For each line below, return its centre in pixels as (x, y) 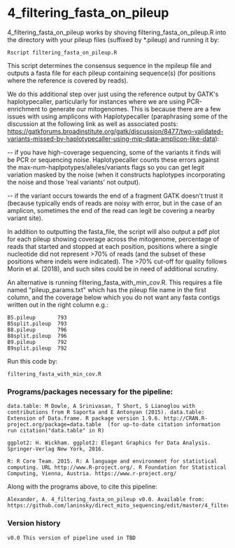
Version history (34, 523)
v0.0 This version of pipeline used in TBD (72, 537)
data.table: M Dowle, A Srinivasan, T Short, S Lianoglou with (101, 406)
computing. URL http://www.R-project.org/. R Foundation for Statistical (117, 467)
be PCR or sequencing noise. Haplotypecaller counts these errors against (113, 160)
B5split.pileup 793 (37, 324)
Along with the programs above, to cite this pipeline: (82, 487)
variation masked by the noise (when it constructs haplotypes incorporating (116, 174)
